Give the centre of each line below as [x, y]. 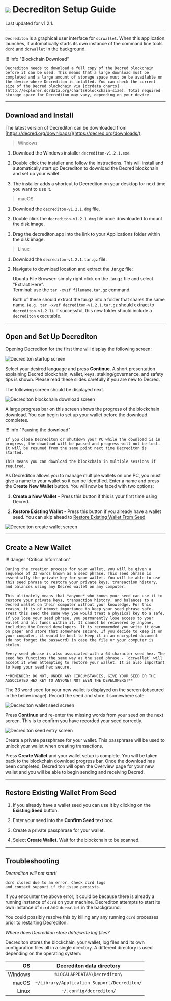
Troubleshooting [32, 861]
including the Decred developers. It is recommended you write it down [83, 627]
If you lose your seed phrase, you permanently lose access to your [79, 618]
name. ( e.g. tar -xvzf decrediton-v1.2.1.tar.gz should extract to [83, 305]
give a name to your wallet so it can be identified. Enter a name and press [82, 481]
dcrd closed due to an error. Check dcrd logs [55, 883]
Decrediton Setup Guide [64, 9]
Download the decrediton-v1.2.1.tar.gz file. [60, 259]
